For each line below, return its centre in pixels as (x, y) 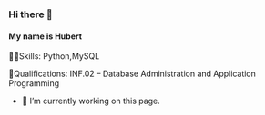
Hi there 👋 (31, 14)
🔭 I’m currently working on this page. (91, 101)
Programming (34, 83)
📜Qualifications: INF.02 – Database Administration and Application (132, 74)
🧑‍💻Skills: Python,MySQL (54, 56)
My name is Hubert (46, 36)
